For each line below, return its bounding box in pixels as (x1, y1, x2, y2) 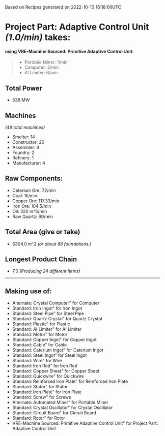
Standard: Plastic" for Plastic (12, 321, 70, 327)
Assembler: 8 (12, 145, 39, 151)
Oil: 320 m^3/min (12, 208, 47, 214)
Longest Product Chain (5, 255, 77, 264)
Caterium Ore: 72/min (12, 187, 56, 193)
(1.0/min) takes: (5, 32, 71, 43)
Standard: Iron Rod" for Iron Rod (12, 363, 78, 369)
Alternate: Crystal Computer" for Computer (12, 300, 100, 306)
